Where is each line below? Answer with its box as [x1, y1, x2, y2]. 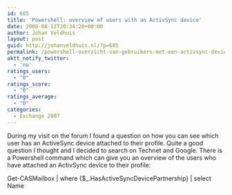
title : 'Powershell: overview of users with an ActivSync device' [7, 17, 202, 23]
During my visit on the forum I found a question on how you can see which [7, 132, 219, 140]
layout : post [7, 36, 45, 43]
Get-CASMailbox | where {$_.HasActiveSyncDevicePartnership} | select [7, 174, 212, 183]
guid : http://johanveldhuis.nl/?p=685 [7, 42, 119, 49]
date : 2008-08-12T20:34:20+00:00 [7, 23, 104, 30]
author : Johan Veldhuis [7, 29, 76, 37]
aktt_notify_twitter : [7, 55, 70, 62]
